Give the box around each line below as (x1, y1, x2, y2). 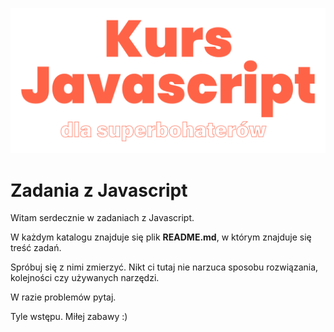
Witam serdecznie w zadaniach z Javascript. (10, 212, 195, 224)
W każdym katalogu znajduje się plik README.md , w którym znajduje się (10, 231, 312, 243)
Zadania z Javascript (10, 179, 188, 202)
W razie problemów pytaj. (10, 291, 117, 303)
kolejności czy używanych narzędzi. (10, 272, 160, 284)
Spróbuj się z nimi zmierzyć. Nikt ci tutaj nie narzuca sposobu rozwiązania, (10, 261, 319, 273)
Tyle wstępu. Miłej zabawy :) (10, 311, 128, 323)
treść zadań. (10, 242, 62, 254)
